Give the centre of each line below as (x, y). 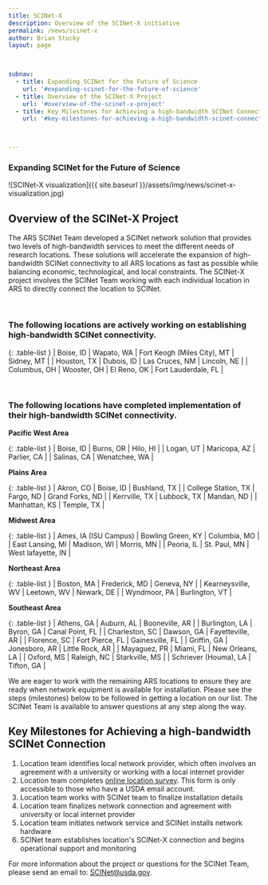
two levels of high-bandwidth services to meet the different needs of (121, 246)
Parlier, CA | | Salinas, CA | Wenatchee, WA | (81, 457)
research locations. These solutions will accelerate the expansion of (120, 255)
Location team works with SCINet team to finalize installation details (131, 797)
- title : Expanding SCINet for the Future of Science (106, 81)
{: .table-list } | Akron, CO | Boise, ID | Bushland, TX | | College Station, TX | (132, 487)
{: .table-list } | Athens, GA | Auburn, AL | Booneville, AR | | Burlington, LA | (130, 623)
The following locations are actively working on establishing (128, 325)
